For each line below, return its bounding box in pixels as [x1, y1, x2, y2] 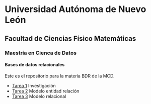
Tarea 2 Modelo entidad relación [12, 88, 80, 94]
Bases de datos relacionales [5, 62, 65, 68]
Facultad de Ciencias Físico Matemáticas [5, 34, 136, 43]
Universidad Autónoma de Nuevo [5, 4, 146, 15]
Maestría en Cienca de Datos [5, 49, 77, 56]
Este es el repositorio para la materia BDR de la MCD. [5, 73, 115, 79]
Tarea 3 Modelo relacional [12, 93, 66, 99]
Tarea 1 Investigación [12, 82, 56, 88]
